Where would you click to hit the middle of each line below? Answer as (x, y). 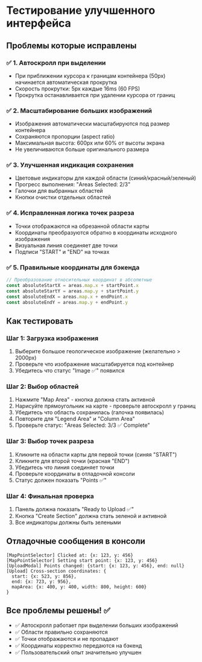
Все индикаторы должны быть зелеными (68, 523)
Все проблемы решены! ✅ (58, 610)
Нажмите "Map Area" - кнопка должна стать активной (85, 400)
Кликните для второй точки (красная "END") (72, 461)
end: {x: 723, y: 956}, (41, 582)
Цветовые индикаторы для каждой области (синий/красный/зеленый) (106, 178)
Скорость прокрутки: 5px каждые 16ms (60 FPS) (77, 89)
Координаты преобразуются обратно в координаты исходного (96, 232)
